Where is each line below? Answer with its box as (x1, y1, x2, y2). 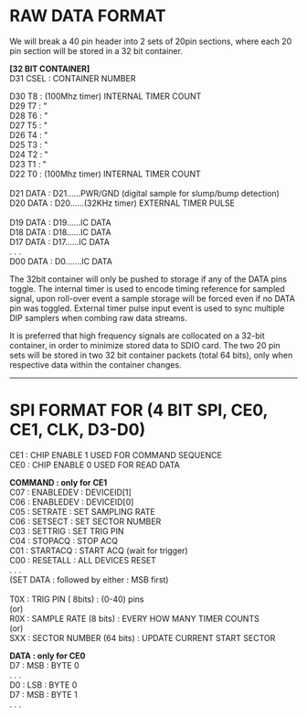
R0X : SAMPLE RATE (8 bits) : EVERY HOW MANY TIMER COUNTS (9, 613, 260, 624)
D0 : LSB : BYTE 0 (9, 679, 78, 690)
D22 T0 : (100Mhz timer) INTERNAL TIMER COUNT (9, 168, 201, 179)
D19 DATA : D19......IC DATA (9, 217, 111, 228)
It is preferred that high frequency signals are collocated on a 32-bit (9, 330, 265, 341)
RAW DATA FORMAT (9, 5, 166, 27)
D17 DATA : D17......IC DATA (9, 236, 110, 247)
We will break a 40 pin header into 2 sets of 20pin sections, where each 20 (9, 36, 292, 47)
